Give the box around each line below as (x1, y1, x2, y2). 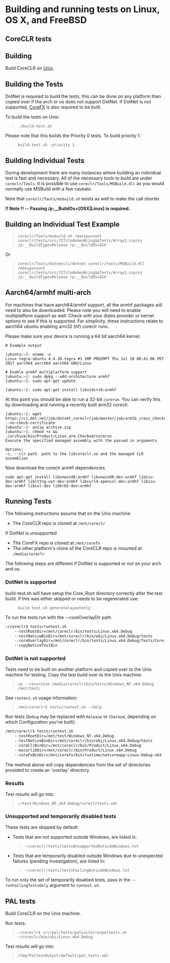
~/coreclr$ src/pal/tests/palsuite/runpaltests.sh (17, 930, 127, 935)
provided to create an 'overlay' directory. (5, 767, 91, 773)
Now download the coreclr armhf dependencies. (5, 465, 106, 471)
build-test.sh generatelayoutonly (17, 605, 91, 611)
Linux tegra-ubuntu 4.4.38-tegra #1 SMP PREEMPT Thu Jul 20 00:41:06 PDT (5, 356, 164, 361)
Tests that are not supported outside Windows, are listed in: (12, 834, 137, 840)
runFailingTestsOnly (5, 883, 49, 888)
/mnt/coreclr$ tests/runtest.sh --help (17, 705, 102, 710)
